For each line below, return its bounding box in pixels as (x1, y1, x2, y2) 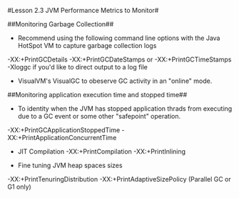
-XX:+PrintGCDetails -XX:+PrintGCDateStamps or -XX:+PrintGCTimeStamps (7, 55, 232, 64)
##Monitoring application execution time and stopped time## (7, 91, 188, 99)
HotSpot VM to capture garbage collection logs (17, 41, 157, 49)
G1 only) (7, 182, 32, 191)
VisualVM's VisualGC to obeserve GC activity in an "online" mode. (17, 76, 213, 85)
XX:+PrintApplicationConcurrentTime (7, 134, 117, 142)
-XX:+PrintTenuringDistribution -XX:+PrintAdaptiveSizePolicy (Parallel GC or (7, 175, 232, 183)
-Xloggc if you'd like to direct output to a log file (7, 63, 148, 71)
